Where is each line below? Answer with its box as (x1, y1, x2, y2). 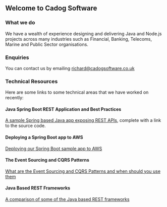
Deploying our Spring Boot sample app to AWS (5, 146, 102, 152)
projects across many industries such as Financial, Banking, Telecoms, (5, 36, 152, 42)
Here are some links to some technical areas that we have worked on (5, 89, 149, 95)
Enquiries (5, 54, 29, 61)
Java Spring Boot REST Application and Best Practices (5, 106, 122, 112)
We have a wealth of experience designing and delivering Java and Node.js (5, 30, 162, 37)
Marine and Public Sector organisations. (5, 41, 88, 47)
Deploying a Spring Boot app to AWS (5, 134, 83, 141)
